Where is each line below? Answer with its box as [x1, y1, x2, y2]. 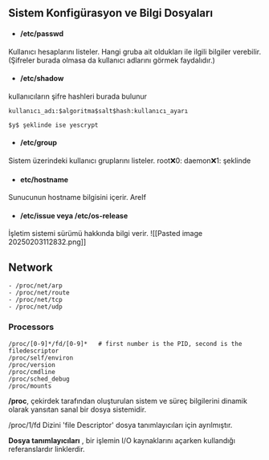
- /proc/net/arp [8, 282, 63, 290]
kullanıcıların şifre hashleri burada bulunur [8, 92, 147, 101]
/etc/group [19, 138, 58, 148]
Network [8, 260, 54, 274]
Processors [8, 321, 55, 332]
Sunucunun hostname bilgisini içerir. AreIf [8, 193, 147, 202]
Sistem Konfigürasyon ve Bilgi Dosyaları [8, 6, 214, 20]
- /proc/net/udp [8, 303, 63, 311]
